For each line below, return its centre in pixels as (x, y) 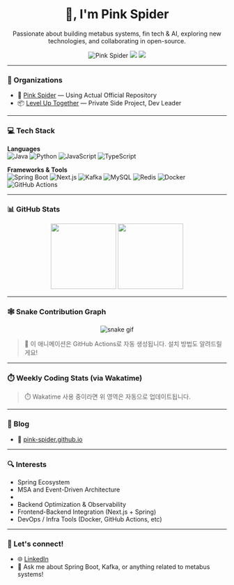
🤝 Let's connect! (36, 544)
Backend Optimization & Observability (72, 505)
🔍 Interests (27, 464)
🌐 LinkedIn (33, 559)
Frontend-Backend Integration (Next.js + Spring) (87, 512)
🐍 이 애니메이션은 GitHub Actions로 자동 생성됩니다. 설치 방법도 (111, 344)
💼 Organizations (35, 80)
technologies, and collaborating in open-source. (117, 40)
